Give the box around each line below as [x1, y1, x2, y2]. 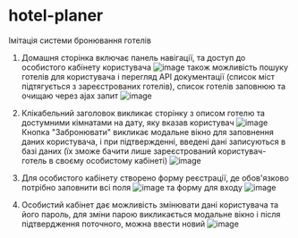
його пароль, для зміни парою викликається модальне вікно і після [21, 208, 281, 219]
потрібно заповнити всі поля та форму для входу [21, 182, 243, 192]
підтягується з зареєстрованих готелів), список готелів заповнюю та [21, 81, 286, 91]
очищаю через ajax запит [21, 90, 119, 101]
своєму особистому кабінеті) [55, 155, 167, 166]
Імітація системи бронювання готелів [8, 35, 151, 46]
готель [21, 155, 47, 166]
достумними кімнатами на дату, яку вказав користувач [21, 117, 234, 128]
